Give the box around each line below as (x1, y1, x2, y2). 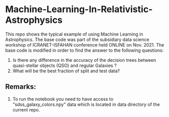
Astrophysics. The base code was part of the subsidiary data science (5, 36, 150, 43)
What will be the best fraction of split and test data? (12, 67, 120, 74)
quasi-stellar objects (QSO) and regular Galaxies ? (12, 62, 117, 68)
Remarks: (5, 83, 36, 91)
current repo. (12, 106, 40, 112)
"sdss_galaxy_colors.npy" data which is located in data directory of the (12, 101, 160, 107)
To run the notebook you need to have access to (12, 96, 114, 102)
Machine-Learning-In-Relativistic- (5, 4, 153, 15)
